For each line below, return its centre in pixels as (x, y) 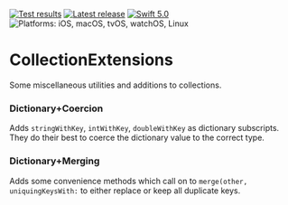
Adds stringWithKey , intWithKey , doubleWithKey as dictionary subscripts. (144, 128)
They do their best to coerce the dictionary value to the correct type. (137, 138)
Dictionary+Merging (55, 161)
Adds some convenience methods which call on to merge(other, (129, 181)
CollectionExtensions (91, 60)
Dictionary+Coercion (56, 108)
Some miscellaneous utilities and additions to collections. (116, 85)
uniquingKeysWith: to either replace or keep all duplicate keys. (125, 191)
